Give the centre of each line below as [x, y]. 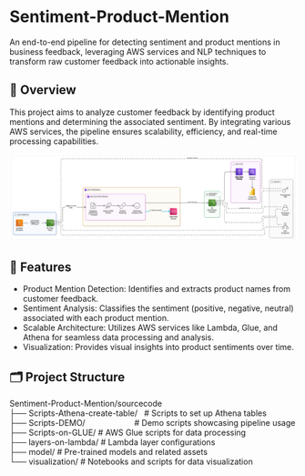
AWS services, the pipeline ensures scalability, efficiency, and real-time [143, 131]
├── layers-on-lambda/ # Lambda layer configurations [112, 442]
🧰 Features [41, 267]
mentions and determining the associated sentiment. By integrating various [150, 121]
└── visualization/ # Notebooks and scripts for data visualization [131, 461]
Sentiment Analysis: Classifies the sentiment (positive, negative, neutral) [158, 308]
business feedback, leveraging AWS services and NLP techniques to [138, 51]
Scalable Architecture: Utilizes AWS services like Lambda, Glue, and [150, 328]
